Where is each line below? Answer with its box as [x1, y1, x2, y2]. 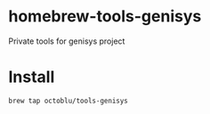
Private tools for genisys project [8, 36, 125, 46]
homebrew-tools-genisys [8, 6, 202, 27]
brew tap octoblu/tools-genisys [8, 96, 128, 105]
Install [8, 67, 55, 87]
